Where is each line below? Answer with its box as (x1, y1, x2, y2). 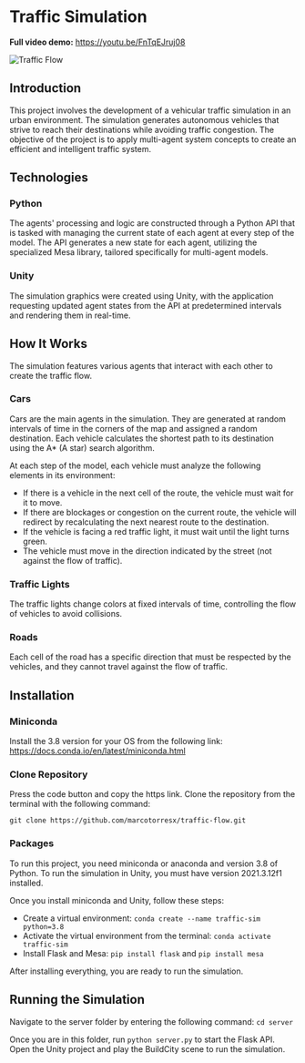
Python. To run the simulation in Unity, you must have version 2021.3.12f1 (9, 867, 282, 878)
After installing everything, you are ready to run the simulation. (9, 966, 244, 976)
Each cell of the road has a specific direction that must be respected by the (9, 651, 291, 662)
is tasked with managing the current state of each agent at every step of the (9, 228, 295, 239)
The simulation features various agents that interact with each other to (9, 360, 273, 371)
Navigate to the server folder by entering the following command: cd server (9, 1016, 294, 1027)
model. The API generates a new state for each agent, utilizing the (9, 237, 258, 248)
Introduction (9, 80, 82, 97)
